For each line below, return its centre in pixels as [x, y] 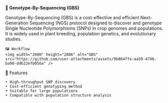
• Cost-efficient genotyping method [44, 86]
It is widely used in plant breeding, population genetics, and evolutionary [81, 34]
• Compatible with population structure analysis [59, 95]
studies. [13, 39]
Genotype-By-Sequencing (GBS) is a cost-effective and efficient [72, 17]
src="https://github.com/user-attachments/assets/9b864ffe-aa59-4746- [81, 59]
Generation [17, 23]
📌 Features [16, 73]
